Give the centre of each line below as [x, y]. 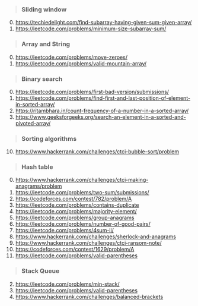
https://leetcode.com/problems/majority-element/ [76, 212]
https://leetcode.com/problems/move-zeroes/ [71, 57]
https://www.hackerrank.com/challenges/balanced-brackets [89, 296]
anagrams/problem [39, 186]
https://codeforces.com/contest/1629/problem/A [75, 250]
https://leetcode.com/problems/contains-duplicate [77, 205]
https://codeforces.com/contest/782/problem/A [74, 199]
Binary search [42, 78]
